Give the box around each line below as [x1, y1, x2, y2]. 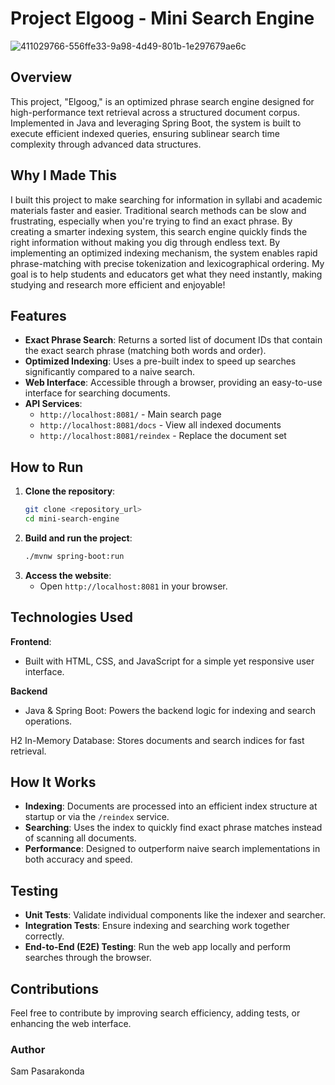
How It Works [10, 774, 97, 791]
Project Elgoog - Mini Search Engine [10, 7, 315, 30]
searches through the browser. [24, 952, 152, 964]
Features [10, 307, 67, 324]
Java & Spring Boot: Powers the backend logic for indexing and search [24, 704, 316, 716]
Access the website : [24, 569, 112, 581]
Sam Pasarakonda [10, 1065, 85, 1077]
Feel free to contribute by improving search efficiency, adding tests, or [10, 1007, 301, 1019]
